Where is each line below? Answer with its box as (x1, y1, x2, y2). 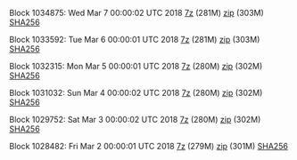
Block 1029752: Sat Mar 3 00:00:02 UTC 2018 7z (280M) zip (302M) (9, 115, 261, 124)
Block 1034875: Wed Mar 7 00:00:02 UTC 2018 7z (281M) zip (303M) (9, 8, 265, 18)
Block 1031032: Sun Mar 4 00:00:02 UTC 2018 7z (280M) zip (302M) (9, 88, 263, 98)
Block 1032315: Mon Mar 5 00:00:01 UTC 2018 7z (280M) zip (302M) (9, 61, 263, 71)
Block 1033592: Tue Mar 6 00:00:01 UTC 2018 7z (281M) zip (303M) (9, 35, 260, 44)
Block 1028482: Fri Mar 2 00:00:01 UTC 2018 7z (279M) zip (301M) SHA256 (9, 141, 288, 151)
